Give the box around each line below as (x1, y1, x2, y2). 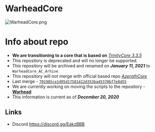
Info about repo (5, 36, 69, 47)
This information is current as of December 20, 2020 (12, 94, 119, 100)
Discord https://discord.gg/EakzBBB (12, 121, 85, 127)
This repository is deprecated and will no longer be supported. (12, 57, 138, 64)
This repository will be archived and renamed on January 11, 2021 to (12, 63, 150, 68)
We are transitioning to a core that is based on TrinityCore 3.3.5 (12, 52, 142, 58)
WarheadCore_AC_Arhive (12, 69, 58, 74)
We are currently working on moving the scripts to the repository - (12, 84, 145, 89)
